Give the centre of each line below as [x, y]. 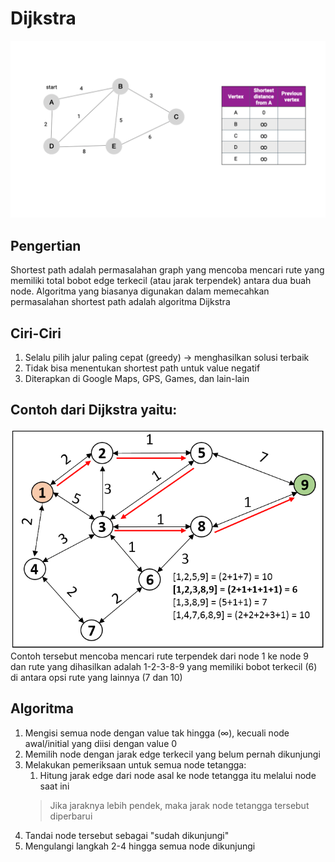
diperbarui [71, 816]
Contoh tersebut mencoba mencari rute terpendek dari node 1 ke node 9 [159, 656]
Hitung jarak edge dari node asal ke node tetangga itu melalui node [178, 775]
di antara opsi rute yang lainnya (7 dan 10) [96, 678]
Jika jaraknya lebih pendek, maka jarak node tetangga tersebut [179, 805]
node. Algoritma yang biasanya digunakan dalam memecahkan [140, 291]
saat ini [54, 786]
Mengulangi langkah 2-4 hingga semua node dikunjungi [140, 846]
